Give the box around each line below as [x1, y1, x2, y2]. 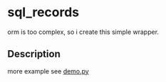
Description [7, 48, 61, 60]
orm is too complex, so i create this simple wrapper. [7, 28, 159, 36]
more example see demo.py [7, 66, 89, 75]
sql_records [7, 4, 80, 20]
